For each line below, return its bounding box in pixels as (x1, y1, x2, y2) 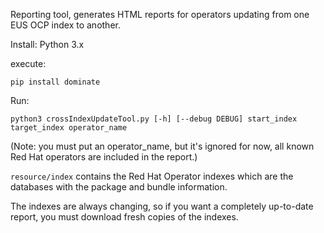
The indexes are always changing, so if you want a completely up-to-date (10, 200, 314, 212)
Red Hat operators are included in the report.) (10, 151, 198, 163)
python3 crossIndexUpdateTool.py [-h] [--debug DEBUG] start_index (10, 114, 298, 124)
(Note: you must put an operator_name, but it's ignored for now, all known (10, 140, 315, 152)
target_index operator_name (10, 123, 128, 133)
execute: (10, 58, 47, 69)
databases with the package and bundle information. (10, 181, 228, 193)
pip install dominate (10, 77, 101, 87)
